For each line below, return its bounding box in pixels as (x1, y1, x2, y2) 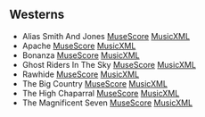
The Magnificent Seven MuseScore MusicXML (21, 97, 193, 108)
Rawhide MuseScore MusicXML (21, 69, 140, 79)
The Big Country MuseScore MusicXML (21, 78, 168, 88)
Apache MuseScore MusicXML (21, 40, 136, 51)
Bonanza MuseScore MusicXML (21, 49, 140, 61)
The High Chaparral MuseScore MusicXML (21, 88, 180, 98)
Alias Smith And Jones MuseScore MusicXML (21, 30, 190, 41)
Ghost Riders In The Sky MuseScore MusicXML (21, 59, 196, 70)
